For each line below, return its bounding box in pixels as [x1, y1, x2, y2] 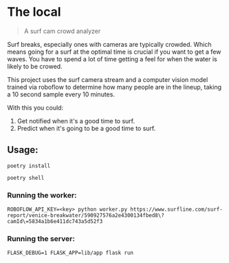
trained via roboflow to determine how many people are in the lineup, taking [7, 83, 222, 91]
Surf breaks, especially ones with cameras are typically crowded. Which [7, 40, 212, 48]
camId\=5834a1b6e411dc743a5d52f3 [7, 218, 103, 225]
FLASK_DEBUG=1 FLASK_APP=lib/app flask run [7, 249, 134, 257]
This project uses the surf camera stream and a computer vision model [7, 75, 208, 83]
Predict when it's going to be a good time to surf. [17, 124, 156, 132]
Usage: [7, 144, 39, 156]
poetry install [7, 162, 51, 169]
